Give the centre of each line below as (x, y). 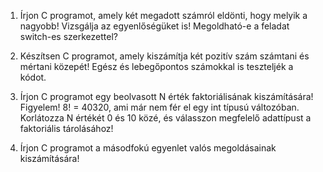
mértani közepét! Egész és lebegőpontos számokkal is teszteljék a (156, 66)
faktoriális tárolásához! (66, 128)
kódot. (33, 77)
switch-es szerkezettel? (68, 36)
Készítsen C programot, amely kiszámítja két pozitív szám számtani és (164, 56)
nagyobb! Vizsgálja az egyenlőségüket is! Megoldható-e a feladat (154, 26)
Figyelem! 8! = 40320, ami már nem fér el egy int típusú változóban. (159, 107)
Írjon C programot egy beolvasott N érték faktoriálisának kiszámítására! (166, 96)
